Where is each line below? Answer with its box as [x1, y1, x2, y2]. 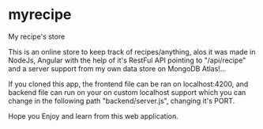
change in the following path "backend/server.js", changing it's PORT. [8, 96, 235, 105]
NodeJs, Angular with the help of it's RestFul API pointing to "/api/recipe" [8, 55, 246, 65]
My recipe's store [8, 32, 66, 41]
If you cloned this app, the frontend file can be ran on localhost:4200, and [8, 79, 249, 89]
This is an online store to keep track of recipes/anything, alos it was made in [8, 47, 256, 56]
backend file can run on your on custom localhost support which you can [8, 87, 246, 97]
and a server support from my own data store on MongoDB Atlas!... [8, 63, 227, 73]
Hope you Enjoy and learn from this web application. [8, 111, 179, 120]
